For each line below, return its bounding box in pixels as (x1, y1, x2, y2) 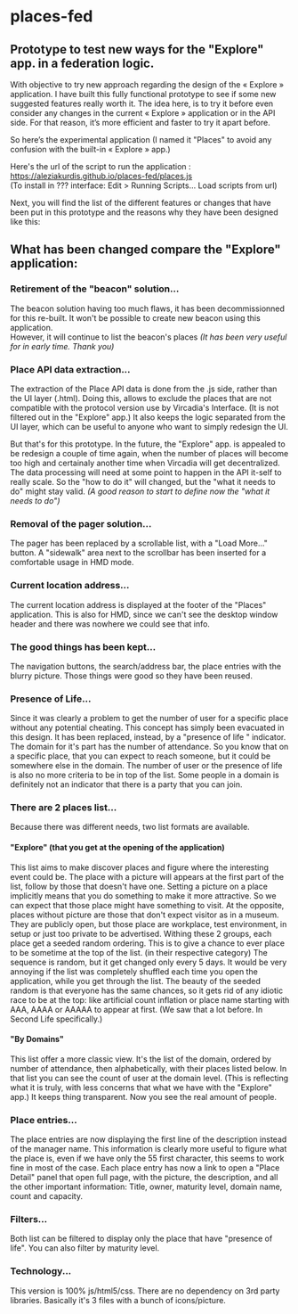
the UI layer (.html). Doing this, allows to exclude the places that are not (10, 392, 272, 403)
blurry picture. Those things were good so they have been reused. (10, 670, 253, 681)
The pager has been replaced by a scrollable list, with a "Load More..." (10, 538, 268, 549)
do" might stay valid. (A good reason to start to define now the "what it (10, 486, 270, 497)
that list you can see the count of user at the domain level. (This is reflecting (10, 1072, 289, 1083)
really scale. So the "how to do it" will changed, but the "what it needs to (10, 476, 276, 487)
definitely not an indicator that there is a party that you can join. (10, 779, 243, 790)
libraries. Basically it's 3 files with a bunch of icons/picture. (10, 1294, 226, 1305)
